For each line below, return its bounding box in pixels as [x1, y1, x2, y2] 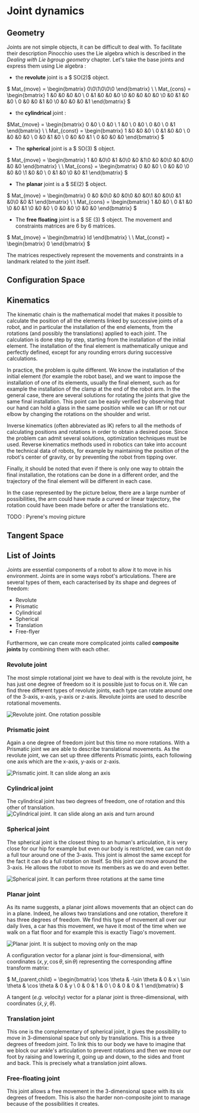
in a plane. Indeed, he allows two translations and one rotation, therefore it [7, 910, 188, 917]
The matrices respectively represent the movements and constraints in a [7, 252, 184, 258]
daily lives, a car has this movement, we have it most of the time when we [7, 922, 187, 929]
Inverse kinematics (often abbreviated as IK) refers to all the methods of [7, 422, 182, 429]
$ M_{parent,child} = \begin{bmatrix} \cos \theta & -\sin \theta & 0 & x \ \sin [7, 976, 190, 983]
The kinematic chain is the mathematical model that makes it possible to [7, 311, 182, 318]
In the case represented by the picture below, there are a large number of [7, 489, 186, 496]
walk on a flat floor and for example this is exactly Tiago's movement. [7, 929, 176, 936]
